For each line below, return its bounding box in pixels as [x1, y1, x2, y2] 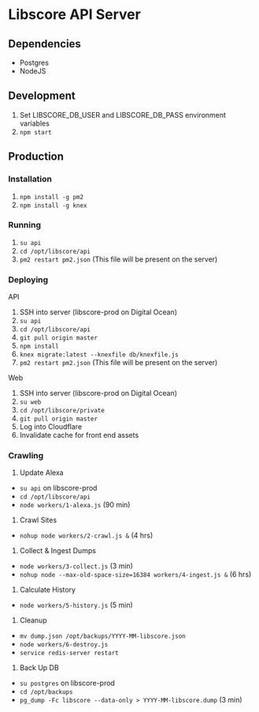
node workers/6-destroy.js [19, 641, 109, 649]
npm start [19, 128, 53, 136]
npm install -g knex [19, 202, 87, 209]
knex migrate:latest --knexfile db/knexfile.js [19, 351, 179, 359]
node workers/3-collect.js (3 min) [19, 561, 134, 571]
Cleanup [19, 616, 47, 625]
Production [8, 150, 65, 164]
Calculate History [19, 585, 76, 594]
